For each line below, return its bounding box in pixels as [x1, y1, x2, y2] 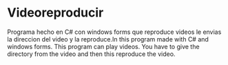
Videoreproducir [7, 5, 104, 21]
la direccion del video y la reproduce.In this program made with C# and [7, 35, 209, 43]
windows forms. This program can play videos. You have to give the [7, 42, 200, 50]
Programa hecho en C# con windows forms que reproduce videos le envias [7, 28, 222, 36]
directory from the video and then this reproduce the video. [7, 50, 176, 58]
